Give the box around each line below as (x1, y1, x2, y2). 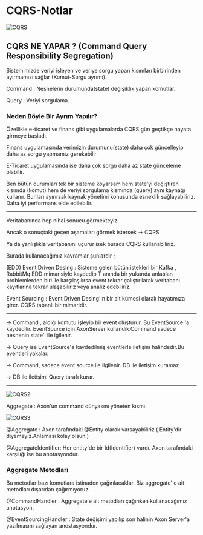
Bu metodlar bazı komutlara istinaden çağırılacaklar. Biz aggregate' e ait (6, 479, 185, 487)
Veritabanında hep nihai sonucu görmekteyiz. (6, 217, 119, 224)
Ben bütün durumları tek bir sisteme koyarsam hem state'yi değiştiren (6, 180, 179, 188)
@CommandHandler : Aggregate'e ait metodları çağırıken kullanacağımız (6, 497, 187, 505)
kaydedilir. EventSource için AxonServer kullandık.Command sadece (6, 325, 176, 333)
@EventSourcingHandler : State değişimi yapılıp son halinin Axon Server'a (6, 516, 190, 523)
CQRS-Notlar (6, 4, 74, 18)
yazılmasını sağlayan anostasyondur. (6, 522, 98, 530)
